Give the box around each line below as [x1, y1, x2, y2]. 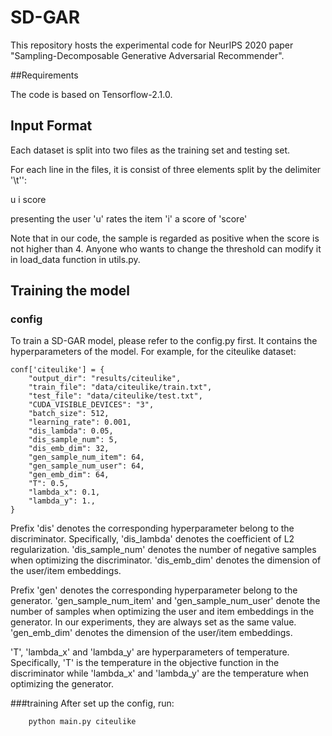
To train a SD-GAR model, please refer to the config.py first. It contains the [10, 335, 318, 347]
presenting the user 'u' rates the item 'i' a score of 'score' [10, 212, 248, 225]
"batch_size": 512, [28, 409, 110, 419]
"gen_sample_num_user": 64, [28, 461, 145, 471]
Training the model [10, 282, 130, 300]
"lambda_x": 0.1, [28, 487, 101, 498]
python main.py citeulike [28, 717, 137, 727]
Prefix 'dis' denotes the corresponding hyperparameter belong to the [10, 522, 295, 535]
